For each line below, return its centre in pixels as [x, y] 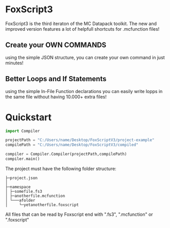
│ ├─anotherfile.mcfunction [35, 196]
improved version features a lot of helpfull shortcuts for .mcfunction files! [82, 29]
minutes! [15, 63]
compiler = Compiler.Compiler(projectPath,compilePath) [66, 154]
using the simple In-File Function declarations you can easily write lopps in [84, 91]
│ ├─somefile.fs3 [24, 191]
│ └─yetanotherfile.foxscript [42, 205]
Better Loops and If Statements [56, 79]
